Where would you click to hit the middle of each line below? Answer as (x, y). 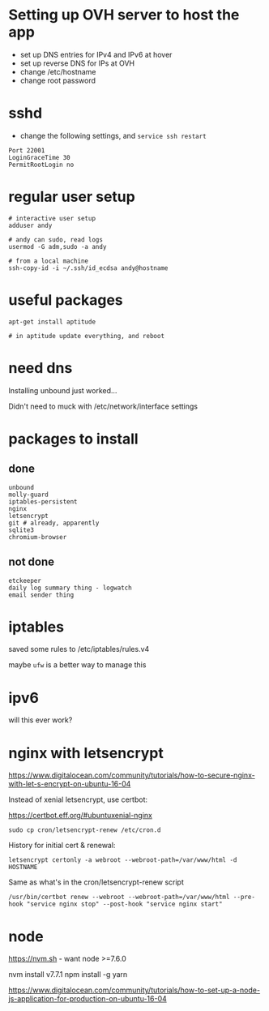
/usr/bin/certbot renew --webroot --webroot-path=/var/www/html (119, 897)
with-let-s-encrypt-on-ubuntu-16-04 (70, 784)
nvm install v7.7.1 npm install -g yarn (68, 975)
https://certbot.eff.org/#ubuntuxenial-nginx (80, 816)
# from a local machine (49, 261)
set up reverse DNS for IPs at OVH (77, 63)
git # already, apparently (54, 523)
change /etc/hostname (58, 71)
